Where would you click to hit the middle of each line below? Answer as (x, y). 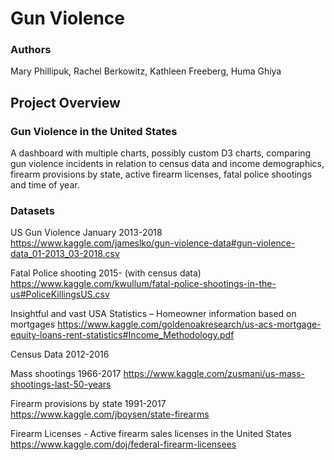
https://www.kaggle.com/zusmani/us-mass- (214, 374)
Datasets (32, 211)
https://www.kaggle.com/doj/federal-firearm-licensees (123, 444)
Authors (31, 50)
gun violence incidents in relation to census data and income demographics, (167, 164)
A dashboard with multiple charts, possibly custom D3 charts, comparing (161, 153)
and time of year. (45, 185)
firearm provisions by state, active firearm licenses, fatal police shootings (161, 174)
